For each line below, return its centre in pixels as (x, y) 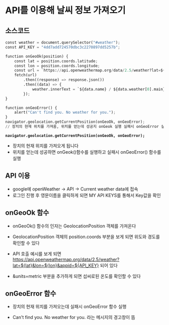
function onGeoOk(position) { (37, 56)
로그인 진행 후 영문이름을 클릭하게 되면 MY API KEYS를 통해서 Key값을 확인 (87, 195)
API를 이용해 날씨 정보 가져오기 (65, 10)
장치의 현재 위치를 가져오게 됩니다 (46, 146)
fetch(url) (26, 75)
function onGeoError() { (31, 108)
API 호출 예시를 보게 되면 (37, 254)
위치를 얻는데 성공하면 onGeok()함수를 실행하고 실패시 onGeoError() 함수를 (87, 152)
